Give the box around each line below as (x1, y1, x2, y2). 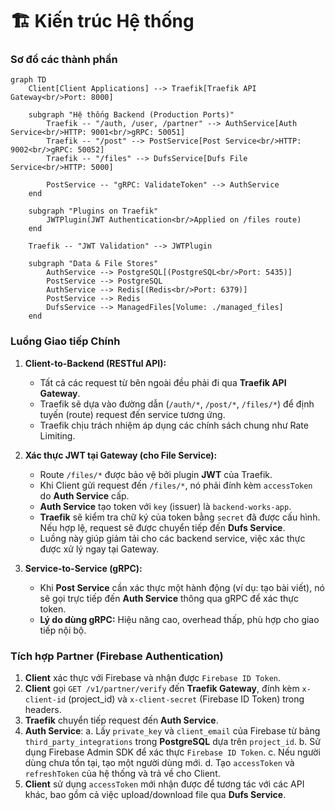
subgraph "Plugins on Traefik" (28, 206, 159, 217)
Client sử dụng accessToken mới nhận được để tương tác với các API (24, 778, 305, 790)
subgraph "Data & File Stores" (28, 259, 159, 269)
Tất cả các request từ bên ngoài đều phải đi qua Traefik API (39, 376, 287, 388)
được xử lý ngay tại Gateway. (39, 543, 160, 555)
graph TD (10, 75, 47, 85)
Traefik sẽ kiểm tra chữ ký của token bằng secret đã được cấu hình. (39, 511, 321, 523)
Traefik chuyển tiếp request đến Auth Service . (24, 714, 219, 727)
